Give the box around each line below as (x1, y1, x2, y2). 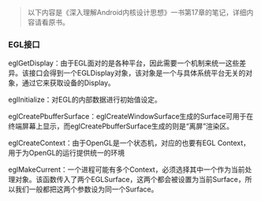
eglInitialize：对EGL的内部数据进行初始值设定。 (8, 95, 162, 105)
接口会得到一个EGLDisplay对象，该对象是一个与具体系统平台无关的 (28, 69, 246, 78)
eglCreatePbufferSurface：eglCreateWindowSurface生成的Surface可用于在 (8, 112, 254, 121)
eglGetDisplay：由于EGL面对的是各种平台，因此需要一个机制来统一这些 (8, 58, 240, 68)
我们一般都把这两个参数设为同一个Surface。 (14, 184, 158, 194)
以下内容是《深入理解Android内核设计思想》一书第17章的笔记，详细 (27, 8, 247, 17)
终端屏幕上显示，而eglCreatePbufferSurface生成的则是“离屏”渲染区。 (8, 121, 234, 131)
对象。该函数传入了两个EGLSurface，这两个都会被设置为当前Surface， (14, 175, 246, 184)
